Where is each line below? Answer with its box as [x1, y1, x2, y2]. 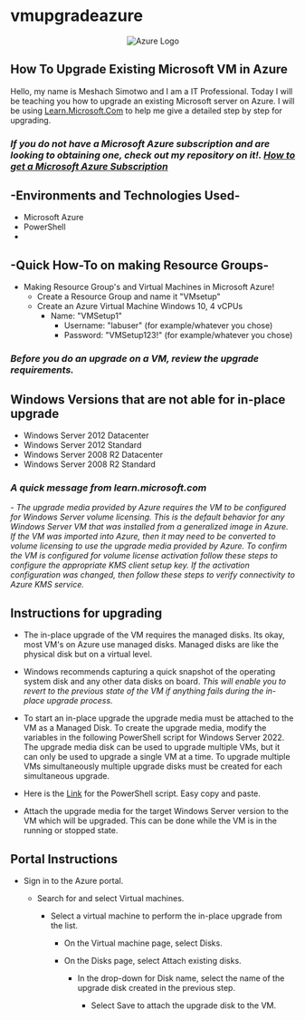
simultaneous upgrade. [23, 771, 110, 782]
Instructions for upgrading [10, 605, 163, 621]
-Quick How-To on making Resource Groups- [10, 257, 270, 273]
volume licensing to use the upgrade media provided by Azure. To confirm [10, 540, 288, 551]
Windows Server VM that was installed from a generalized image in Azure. [10, 521, 289, 532]
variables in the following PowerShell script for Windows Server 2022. [23, 732, 285, 743]
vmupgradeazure [10, 5, 144, 26]
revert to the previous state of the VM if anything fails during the [23, 685, 264, 696]
